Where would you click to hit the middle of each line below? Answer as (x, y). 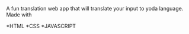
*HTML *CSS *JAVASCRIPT (41, 26)
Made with (19, 15)
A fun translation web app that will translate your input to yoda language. (95, 8)
